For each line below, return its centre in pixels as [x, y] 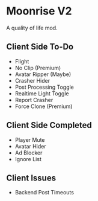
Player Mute [30, 139]
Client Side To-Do [40, 47]
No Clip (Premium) [38, 68]
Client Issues [31, 178]
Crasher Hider [32, 80]
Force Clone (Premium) [44, 106]
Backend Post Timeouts [44, 193]
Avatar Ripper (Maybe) [43, 74]
